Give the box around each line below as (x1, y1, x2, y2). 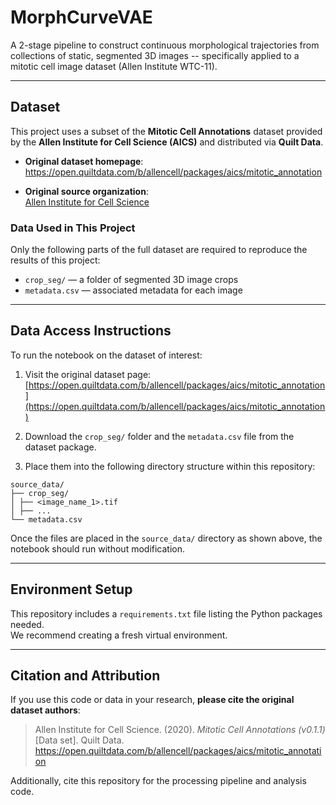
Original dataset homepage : (24, 155, 144, 167)
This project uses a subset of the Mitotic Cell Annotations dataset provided (10, 125, 323, 137)
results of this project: (10, 254, 101, 266)
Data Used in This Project (10, 221, 136, 235)
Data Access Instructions (10, 322, 172, 340)
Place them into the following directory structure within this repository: (24, 460, 316, 472)
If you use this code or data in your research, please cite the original (10, 694, 295, 706)
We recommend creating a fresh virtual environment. (10, 629, 228, 641)
